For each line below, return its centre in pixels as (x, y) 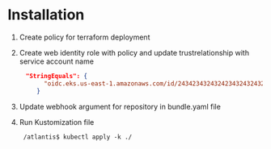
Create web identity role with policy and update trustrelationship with (134, 52)
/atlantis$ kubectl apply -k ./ (78, 137)
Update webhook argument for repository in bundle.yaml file (120, 106)
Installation (46, 15)
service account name (57, 61)
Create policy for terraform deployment (85, 37)
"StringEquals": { (57, 76)
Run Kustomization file (57, 122)
